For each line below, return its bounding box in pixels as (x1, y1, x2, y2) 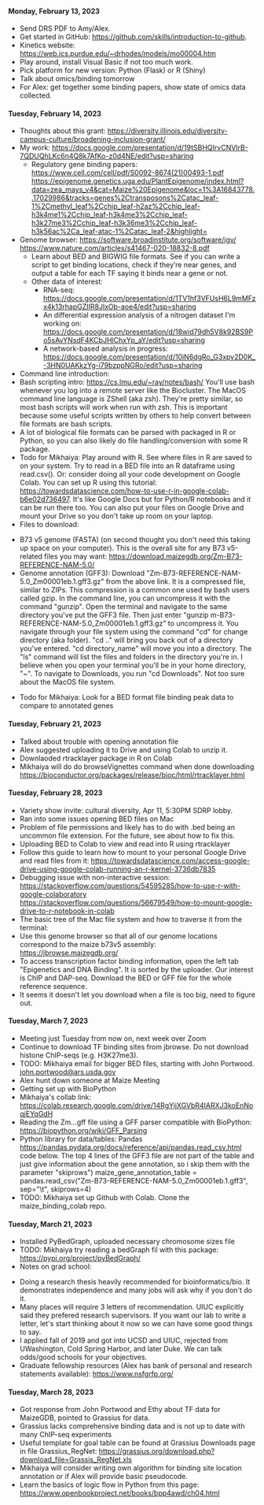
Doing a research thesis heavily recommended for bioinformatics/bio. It (19, 1277, 251, 1287)
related (19, 552, 43, 561)
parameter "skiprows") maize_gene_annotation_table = (19, 1168, 198, 1177)
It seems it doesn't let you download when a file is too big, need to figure (19, 990, 255, 999)
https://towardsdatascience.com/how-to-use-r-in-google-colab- (19, 486, 230, 496)
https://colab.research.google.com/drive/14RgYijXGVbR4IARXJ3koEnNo (19, 1101, 254, 1110)
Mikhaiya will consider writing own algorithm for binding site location (19, 1463, 242, 1473)
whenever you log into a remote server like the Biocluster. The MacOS (19, 386, 246, 396)
